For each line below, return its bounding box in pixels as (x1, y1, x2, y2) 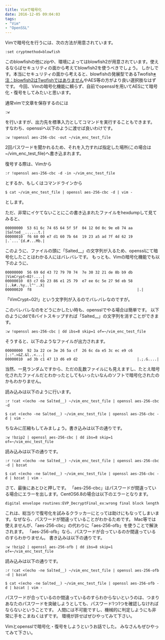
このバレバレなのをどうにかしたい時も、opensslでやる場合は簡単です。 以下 (5, 307, 160, 313)
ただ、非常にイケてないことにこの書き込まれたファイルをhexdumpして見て (5, 210, 157, 216)
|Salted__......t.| (5, 230, 45, 235)
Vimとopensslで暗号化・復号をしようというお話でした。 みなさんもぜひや (5, 624, 155, 630)
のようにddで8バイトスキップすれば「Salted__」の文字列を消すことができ (5, 313, 155, 319)
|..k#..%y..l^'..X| (5, 283, 45, 288)
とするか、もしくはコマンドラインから (5, 180, 82, 186)
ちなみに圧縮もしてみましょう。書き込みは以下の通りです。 (5, 425, 125, 431)
